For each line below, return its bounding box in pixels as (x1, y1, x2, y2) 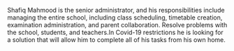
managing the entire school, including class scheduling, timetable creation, (7, 13, 223, 22)
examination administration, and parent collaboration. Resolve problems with (7, 21, 228, 29)
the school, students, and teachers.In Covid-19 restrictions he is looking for (7, 28, 224, 36)
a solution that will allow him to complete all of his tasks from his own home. (7, 36, 226, 44)
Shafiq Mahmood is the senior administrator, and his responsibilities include (7, 6, 225, 14)
